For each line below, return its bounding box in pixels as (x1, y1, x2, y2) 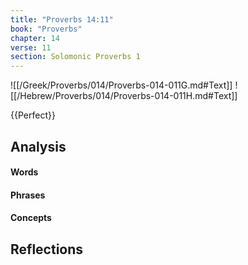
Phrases (10, 189, 46, 201)
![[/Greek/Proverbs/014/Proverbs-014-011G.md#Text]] (10, 79, 233, 91)
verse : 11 (10, 42, 52, 53)
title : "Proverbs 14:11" (10, 14, 114, 25)
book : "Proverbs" (10, 24, 83, 34)
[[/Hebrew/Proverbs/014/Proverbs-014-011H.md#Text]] (10, 90, 238, 102)
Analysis (10, 138, 67, 155)
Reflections (10, 241, 84, 258)
